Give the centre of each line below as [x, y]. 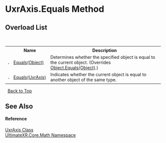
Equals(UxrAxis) [30, 77]
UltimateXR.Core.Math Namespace [41, 135]
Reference [16, 119]
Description [104, 50]
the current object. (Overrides [81, 62]
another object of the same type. [83, 80]
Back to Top [20, 91]
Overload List [26, 27]
